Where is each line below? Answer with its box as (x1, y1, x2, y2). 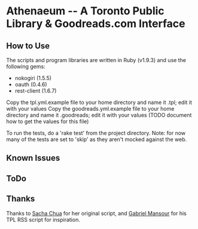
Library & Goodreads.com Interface (6, 17, 185, 30)
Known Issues (6, 153, 60, 163)
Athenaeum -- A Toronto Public (6, 4, 165, 18)
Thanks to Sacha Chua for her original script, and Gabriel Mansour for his (6, 209, 187, 216)
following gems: (6, 63, 46, 70)
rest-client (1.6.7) (14, 87, 57, 94)
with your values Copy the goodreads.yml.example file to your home (6, 105, 175, 112)
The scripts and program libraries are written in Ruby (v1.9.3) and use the (6, 57, 187, 63)
